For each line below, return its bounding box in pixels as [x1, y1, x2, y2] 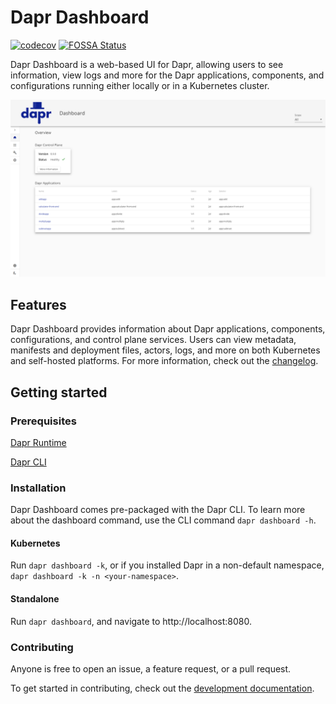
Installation [10, 481, 67, 495]
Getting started [10, 384, 108, 401]
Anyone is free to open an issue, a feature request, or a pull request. [10, 662, 292, 675]
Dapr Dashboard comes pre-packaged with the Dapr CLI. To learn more [10, 504, 306, 516]
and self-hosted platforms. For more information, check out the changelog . [10, 355, 319, 367]
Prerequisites [10, 414, 77, 428]
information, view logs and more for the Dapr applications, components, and [10, 69, 325, 81]
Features [10, 296, 67, 313]
